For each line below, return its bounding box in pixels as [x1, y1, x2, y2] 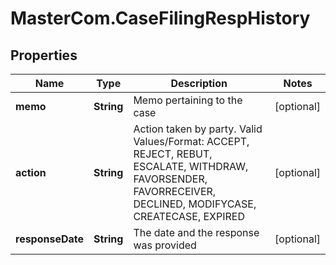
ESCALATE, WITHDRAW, [133, 160, 249, 173]
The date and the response [133, 226, 260, 239]
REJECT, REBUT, [133, 147, 213, 161]
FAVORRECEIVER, [133, 185, 217, 198]
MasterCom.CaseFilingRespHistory [10, 7, 311, 30]
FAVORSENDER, [133, 172, 208, 186]
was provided [133, 238, 197, 252]
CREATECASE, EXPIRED [133, 210, 245, 223]
